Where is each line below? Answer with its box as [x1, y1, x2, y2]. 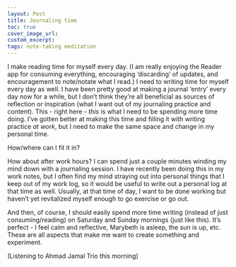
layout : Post [7, 10, 46, 18]
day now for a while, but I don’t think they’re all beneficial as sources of [7, 92, 215, 101]
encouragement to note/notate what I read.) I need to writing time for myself [7, 77, 230, 85]
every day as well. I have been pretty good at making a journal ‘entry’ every [7, 85, 226, 93]
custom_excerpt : [7, 37, 55, 44]
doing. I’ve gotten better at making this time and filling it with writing [7, 115, 206, 123]
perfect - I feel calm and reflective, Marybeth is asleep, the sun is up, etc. [7, 223, 221, 231]
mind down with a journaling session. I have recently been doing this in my [7, 165, 225, 173]
